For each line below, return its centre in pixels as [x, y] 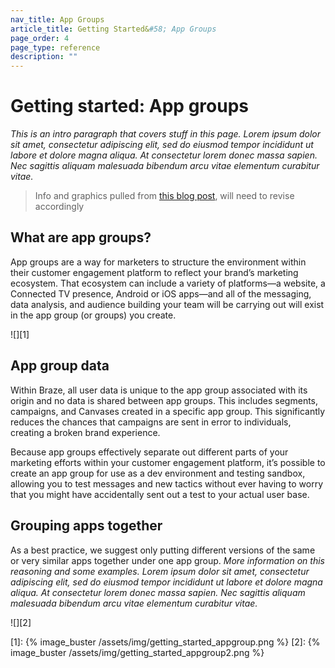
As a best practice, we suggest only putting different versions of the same [163, 550]
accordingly [59, 207]
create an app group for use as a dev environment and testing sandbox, [158, 473]
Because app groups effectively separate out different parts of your [149, 452]
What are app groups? [81, 237]
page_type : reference [55, 47]
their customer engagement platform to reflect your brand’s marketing [154, 272]
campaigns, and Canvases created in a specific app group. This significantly [168, 411]
